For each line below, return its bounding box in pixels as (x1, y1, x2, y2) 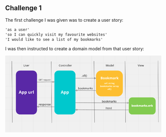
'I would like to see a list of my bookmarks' (5, 37, 103, 42)
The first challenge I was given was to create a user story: (5, 17, 124, 23)
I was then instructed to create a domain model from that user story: (5, 45, 145, 51)
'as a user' (5, 27, 30, 32)
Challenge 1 (5, 4, 42, 12)
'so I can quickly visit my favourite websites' (5, 32, 108, 37)
